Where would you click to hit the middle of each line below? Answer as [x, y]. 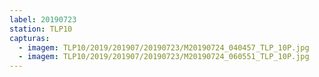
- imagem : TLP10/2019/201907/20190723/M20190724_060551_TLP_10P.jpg [164, 57]
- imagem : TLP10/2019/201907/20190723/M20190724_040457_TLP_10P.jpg [164, 47]
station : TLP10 [41, 29]
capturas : [30, 38]
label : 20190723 [43, 19]
